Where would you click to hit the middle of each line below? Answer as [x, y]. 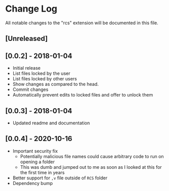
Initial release [26, 68]
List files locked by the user [41, 73]
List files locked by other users [45, 79]
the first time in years [42, 172]
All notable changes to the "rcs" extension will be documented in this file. [82, 23]
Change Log [31, 9]
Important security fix [35, 151]
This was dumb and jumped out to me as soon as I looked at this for [91, 167]
